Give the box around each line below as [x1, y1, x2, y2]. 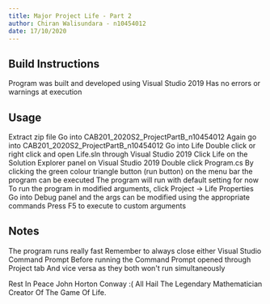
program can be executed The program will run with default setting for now [8, 175, 259, 185]
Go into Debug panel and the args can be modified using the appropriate [8, 192, 251, 202]
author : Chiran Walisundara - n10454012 [8, 19, 147, 28]
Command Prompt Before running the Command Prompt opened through [8, 255, 251, 264]
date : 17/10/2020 [8, 27, 67, 35]
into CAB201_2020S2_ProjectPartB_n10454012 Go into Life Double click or [8, 141, 256, 150]
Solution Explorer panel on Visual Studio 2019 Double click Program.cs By [8, 158, 255, 167]
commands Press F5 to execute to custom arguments [8, 201, 187, 211]
